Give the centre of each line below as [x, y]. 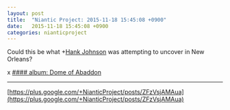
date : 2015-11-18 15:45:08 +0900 [58, 26]
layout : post [26, 13]
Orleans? [20, 59]
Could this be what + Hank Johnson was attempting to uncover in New [106, 52]
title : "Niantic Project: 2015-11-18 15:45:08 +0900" [87, 20]
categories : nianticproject [47, 32]
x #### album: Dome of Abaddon [54, 72]
